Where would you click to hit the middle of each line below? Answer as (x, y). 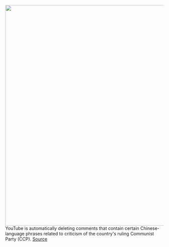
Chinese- (150, 228)
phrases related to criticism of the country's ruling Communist (90, 234)
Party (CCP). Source (26, 239)
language (15, 234)
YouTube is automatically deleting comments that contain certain (72, 228)
